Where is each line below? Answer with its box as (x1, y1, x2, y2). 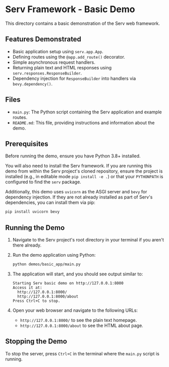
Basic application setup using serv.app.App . (12, 48, 103, 54)
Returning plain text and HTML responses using (12, 64, 112, 70)
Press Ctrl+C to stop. (12, 298, 61, 303)
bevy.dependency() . (12, 80, 53, 87)
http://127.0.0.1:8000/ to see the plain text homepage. (20, 317, 137, 323)
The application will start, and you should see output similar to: (12, 271, 143, 277)
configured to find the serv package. (5, 179, 82, 185)
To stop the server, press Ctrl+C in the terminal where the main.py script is (5, 350, 160, 356)
